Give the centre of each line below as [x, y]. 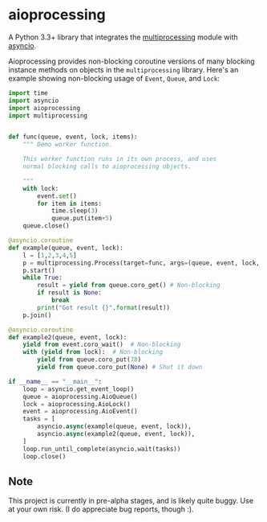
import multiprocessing [48, 115]
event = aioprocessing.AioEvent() [80, 412]
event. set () [57, 196]
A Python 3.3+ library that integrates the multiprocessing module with [123, 37]
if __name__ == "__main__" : [55, 381]
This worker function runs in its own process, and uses [120, 159]
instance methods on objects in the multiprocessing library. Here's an [123, 69]
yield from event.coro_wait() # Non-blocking [102, 345]
